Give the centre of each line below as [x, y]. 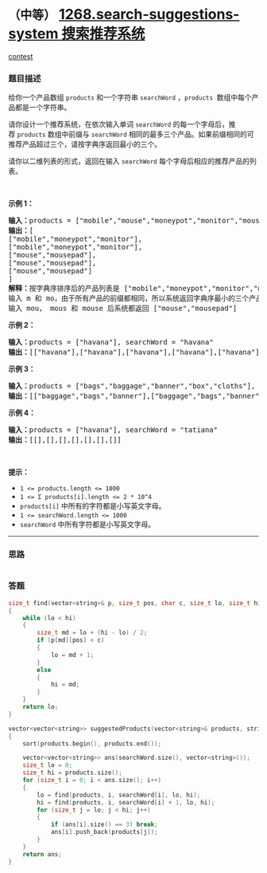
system [33, 34]
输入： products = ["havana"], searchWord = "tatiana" [113, 430]
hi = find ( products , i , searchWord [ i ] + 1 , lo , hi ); [126, 802]
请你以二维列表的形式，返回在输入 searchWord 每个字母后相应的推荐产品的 [129, 161]
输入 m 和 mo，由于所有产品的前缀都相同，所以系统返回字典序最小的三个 [129, 299]
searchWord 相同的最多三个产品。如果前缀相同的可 [172, 134]
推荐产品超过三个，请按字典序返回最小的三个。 [85, 144]
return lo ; [41, 707]
